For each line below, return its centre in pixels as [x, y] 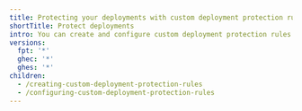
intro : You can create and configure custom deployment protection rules [151, 34]
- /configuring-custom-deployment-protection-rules [116, 92]
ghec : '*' [36, 59]
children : [28, 76]
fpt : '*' [34, 51]
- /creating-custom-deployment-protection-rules [110, 84]
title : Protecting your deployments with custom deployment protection [146, 17]
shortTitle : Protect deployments [72, 26]
